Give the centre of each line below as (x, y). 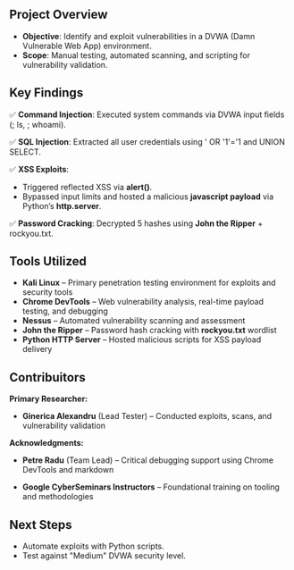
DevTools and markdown (68, 470)
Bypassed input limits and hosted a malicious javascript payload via (148, 197)
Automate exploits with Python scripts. (93, 546)
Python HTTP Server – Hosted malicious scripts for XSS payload (142, 339)
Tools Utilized (48, 261)
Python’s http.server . (62, 205)
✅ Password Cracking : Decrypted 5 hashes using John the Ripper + (136, 223)
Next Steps (41, 525)
